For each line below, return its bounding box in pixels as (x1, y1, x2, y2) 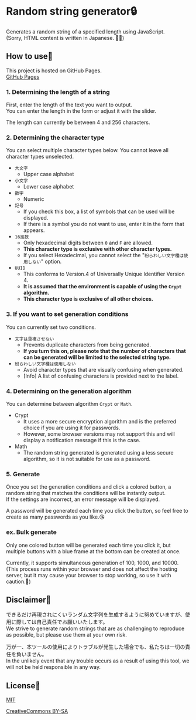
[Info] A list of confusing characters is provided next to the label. (23, 372, 179, 379)
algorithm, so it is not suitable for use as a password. (23, 455, 151, 462)
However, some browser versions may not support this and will (23, 430, 176, 438)
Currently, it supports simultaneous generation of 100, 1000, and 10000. (6, 559, 179, 566)
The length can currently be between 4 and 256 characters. (6, 119, 150, 126)
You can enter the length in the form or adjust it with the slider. (6, 107, 157, 115)
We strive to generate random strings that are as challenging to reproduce (6, 625, 185, 632)
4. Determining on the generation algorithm (6, 387, 132, 395)
